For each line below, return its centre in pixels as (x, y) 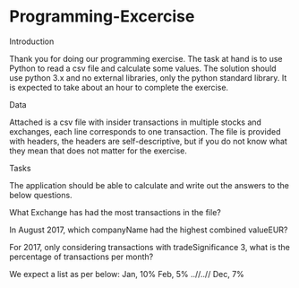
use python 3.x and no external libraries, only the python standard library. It (148, 77)
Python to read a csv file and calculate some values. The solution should (143, 68)
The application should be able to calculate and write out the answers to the (149, 185)
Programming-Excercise (102, 17)
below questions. (41, 195)
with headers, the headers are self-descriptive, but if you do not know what (149, 141)
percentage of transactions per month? (81, 257)
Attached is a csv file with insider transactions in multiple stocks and (136, 122)
